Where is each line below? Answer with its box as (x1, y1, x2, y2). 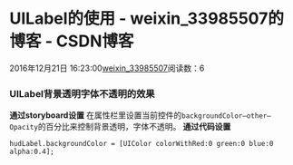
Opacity (9, 123, 39, 132)
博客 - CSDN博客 (9, 31, 134, 52)
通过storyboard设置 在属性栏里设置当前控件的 (9, 110, 182, 121)
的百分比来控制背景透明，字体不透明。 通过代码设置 (37, 121, 231, 132)
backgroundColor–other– (181, 112, 272, 121)
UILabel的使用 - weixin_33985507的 (9, 8, 284, 29)
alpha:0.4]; (9, 147, 54, 157)
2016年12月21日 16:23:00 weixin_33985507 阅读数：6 (9, 63, 205, 73)
